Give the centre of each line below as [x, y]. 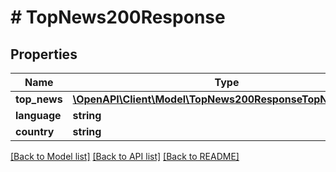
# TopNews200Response [118, 17]
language [38, 115]
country [35, 131]
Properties [44, 54]
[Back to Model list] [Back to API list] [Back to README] [125, 156]
